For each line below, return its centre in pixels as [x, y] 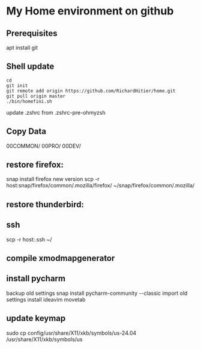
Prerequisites [32, 33]
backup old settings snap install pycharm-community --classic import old [97, 293]
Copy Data [26, 131]
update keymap [36, 319]
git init [17, 85]
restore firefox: [35, 165]
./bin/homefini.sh [29, 101]
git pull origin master [36, 96]
